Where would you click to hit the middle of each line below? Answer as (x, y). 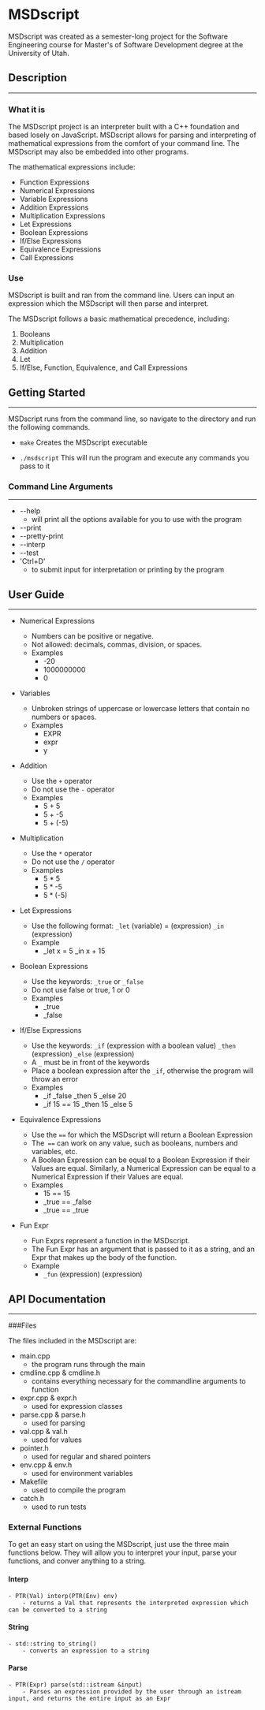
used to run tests (59, 1507)
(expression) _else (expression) (83, 1054)
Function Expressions (54, 182)
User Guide (36, 594)
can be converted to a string (58, 1610)
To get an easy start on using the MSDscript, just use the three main (119, 1544)
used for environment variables (82, 1473)
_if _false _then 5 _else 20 (85, 1096)
